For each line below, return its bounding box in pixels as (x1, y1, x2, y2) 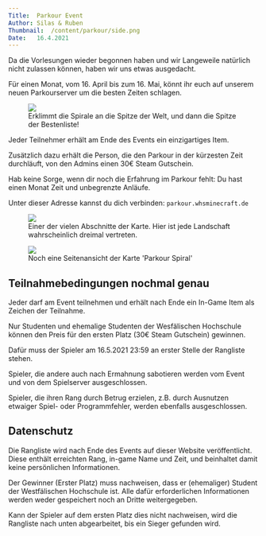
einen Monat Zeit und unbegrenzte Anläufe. (8, 183, 151, 192)
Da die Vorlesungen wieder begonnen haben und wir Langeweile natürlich (8, 56, 251, 65)
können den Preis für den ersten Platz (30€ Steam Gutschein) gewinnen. (8, 330, 246, 340)
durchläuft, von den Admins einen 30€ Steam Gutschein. (8, 159, 194, 169)
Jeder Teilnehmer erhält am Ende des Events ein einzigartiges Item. (8, 135, 229, 145)
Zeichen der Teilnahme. (8, 306, 86, 316)
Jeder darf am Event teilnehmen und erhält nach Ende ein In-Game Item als (8, 297, 255, 307)
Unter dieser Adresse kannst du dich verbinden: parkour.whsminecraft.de (8, 198, 249, 208)
